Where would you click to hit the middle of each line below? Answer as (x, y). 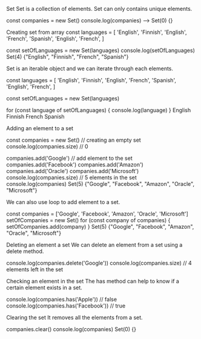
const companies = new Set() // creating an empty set (74, 140)
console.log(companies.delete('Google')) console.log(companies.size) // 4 (99, 263)
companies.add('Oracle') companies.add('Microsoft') (73, 171)
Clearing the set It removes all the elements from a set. (75, 318)
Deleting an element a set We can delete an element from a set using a (94, 245)
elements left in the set (35, 269)
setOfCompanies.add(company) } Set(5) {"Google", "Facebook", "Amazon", (100, 227)
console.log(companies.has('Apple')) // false (61, 299)
